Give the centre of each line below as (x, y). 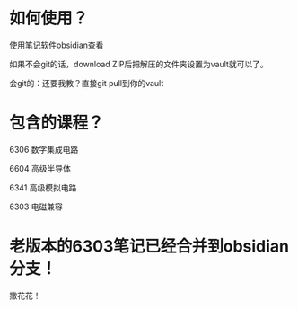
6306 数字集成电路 (44, 149)
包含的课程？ (57, 123)
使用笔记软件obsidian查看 (57, 45)
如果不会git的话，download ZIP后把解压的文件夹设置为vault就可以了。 (139, 64)
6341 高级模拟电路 (43, 187)
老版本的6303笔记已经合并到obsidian (149, 247)
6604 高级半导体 (40, 168)
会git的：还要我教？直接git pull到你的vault (87, 83)
